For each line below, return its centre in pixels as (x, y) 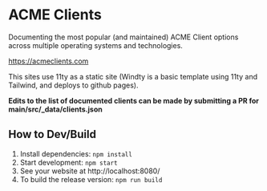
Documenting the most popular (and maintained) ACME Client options (123, 37)
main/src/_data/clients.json (55, 109)
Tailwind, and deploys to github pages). (73, 85)
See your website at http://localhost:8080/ (90, 171)
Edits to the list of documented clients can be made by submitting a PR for (133, 100)
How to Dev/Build (52, 134)
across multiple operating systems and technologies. (95, 45)
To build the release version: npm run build (91, 179)
